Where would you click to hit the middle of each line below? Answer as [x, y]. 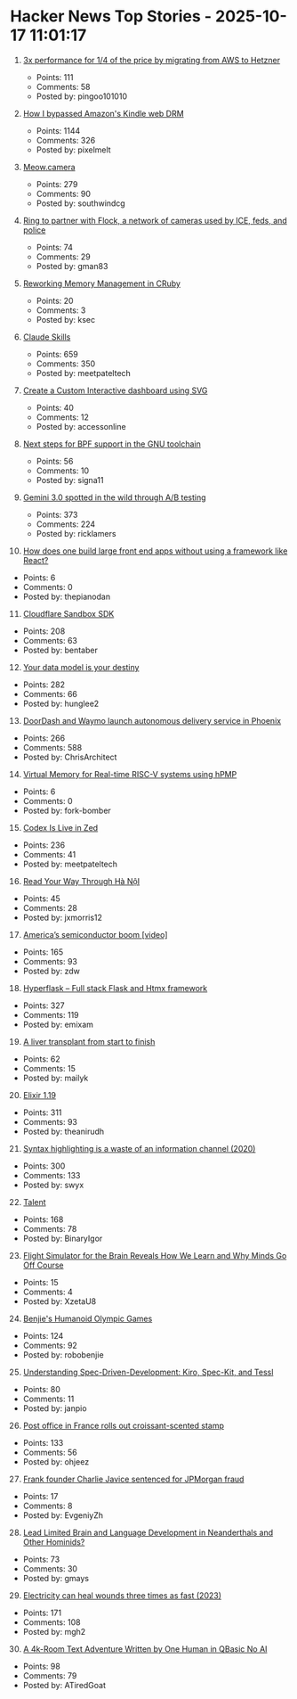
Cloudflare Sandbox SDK [68, 613]
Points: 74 [55, 247]
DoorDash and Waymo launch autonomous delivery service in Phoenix [152, 720]
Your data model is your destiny [81, 667]
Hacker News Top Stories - [111, 16]
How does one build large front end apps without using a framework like [155, 551]
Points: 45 [41, 899]
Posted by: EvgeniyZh [63, 1515]
